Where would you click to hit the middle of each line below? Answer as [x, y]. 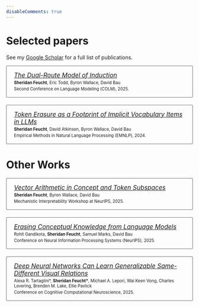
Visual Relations [65, 273]
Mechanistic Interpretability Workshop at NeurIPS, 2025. [69, 201]
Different [27, 273]
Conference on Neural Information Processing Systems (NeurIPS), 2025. [85, 240]
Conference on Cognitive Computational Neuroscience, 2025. [74, 292]
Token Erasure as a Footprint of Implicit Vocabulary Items [98, 114]
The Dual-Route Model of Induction [65, 75]
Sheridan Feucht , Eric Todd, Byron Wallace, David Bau [67, 83]
